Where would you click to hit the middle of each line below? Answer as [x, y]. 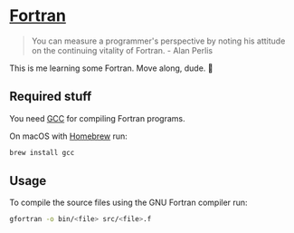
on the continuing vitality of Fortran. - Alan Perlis [122, 50]
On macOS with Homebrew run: [69, 136]
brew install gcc [42, 152]
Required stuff [51, 97]
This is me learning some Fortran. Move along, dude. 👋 [111, 68]
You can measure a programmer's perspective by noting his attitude [158, 41]
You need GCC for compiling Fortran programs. [97, 118]
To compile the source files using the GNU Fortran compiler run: [128, 203]
